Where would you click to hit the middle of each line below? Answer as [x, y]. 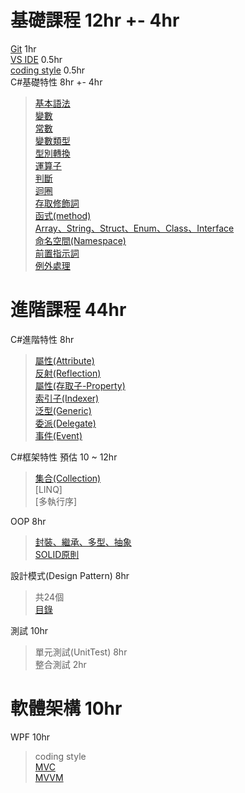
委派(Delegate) [65, 423]
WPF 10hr [30, 737]
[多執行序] [56, 501]
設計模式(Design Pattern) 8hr [70, 575]
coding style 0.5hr [47, 70]
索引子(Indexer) [67, 398]
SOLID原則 [57, 554]
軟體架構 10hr [66, 708]
